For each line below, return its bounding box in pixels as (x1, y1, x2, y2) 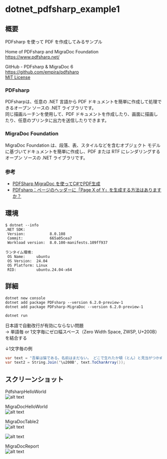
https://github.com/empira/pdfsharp (5, 69, 80, 75)
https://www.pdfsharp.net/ (5, 54, 60, 60)
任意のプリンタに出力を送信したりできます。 (18, 117, 109, 123)
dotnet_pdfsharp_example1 (5, 3, 120, 15)
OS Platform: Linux (7, 263, 48, 268)
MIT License (5, 74, 31, 80)
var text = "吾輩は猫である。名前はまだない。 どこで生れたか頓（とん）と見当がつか (5, 355, 160, 360)
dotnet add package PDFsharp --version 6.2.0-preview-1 (5, 300, 123, 305)
